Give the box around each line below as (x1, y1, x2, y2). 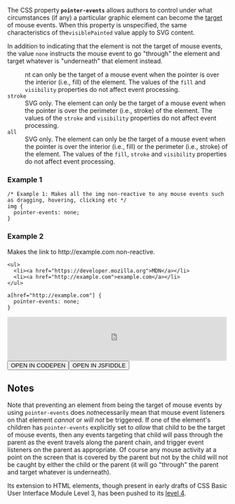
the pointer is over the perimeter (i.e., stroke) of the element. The (25, 107, 213, 114)
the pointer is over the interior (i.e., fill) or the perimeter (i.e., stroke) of (25, 142, 228, 150)
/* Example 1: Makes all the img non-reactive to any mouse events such (7, 191, 224, 198)
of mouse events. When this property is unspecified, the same (7, 21, 187, 29)
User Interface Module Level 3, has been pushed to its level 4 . (7, 489, 187, 498)
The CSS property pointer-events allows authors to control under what (7, 6, 213, 14)
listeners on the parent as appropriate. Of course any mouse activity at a (7, 446, 217, 454)
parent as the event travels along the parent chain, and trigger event (7, 438, 204, 446)
